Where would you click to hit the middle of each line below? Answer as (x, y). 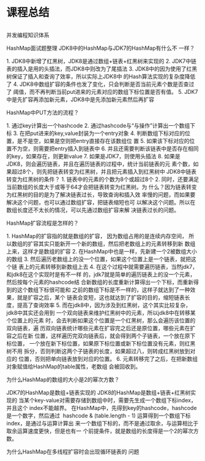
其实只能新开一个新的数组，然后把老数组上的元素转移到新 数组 (117, 244)
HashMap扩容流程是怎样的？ (43, 223)
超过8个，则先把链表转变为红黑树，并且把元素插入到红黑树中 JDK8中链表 (104, 171)
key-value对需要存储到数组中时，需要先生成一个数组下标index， (116, 400)
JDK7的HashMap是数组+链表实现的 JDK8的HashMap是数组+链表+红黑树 (99, 392)
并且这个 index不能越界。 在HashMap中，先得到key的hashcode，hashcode (102, 408)
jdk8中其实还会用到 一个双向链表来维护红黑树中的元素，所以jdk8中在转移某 (101, 312)
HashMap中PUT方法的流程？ (43, 112)
